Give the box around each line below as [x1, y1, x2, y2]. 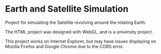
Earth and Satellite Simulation [5, 3, 129, 15]
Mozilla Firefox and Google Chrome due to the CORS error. [5, 43, 124, 49]
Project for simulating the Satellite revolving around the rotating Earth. [5, 19, 147, 25]
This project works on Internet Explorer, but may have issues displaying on [5, 38, 157, 44]
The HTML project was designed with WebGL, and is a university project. [5, 29, 154, 35]
